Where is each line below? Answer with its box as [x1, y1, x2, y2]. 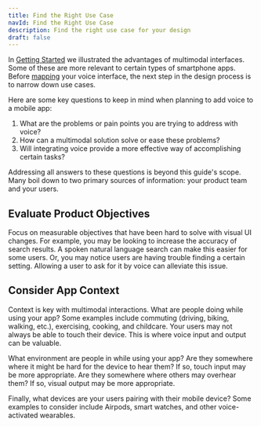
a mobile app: [8, 104, 53, 113]
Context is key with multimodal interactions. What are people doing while [8, 304, 244, 314]
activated [8, 410, 38, 420]
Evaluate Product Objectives [8, 207, 150, 220]
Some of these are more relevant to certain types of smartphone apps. [8, 64, 236, 73]
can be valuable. [8, 338, 62, 347]
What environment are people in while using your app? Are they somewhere [8, 353, 253, 362]
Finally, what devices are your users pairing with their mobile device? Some [8, 394, 252, 403]
